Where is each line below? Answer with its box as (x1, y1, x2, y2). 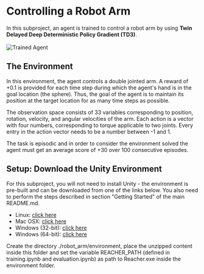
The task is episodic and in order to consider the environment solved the (6, 140, 189, 147)
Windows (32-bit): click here (15, 224, 87, 231)
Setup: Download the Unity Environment (6, 164, 163, 174)
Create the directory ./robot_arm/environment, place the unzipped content (6, 242, 193, 250)
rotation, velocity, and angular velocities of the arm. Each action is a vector (6, 115, 194, 122)
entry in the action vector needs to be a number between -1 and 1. (6, 128, 172, 135)
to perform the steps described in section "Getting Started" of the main (6, 193, 185, 200)
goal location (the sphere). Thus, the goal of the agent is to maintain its (6, 90, 184, 98)
